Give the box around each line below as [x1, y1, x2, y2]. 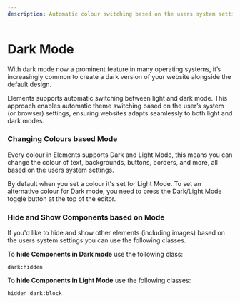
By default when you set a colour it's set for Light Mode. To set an [7, 179, 201, 188]
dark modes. [7, 116, 45, 125]
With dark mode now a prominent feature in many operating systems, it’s [7, 65, 221, 73]
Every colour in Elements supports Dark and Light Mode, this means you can [7, 150, 233, 159]
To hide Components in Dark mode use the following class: [7, 250, 184, 259]
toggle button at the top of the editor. [7, 194, 116, 203]
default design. [7, 80, 52, 88]
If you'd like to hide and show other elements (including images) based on [7, 229, 225, 237]
